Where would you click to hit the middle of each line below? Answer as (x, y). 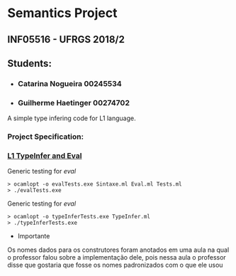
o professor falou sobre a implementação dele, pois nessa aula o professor (117, 258)
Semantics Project (62, 13)
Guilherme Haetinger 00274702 (73, 102)
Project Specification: (45, 137)
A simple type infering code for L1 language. (72, 118)
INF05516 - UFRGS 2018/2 (66, 39)
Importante (34, 236)
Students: (29, 63)
